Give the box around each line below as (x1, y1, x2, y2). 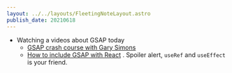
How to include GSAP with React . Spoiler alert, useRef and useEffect (27, 50, 226, 59)
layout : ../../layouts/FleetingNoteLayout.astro (6, 10, 151, 17)
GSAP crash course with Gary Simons (27, 43, 136, 51)
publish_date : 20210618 (6, 17, 76, 24)
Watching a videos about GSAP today (16, 35, 125, 44)
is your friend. (27, 58, 68, 66)
